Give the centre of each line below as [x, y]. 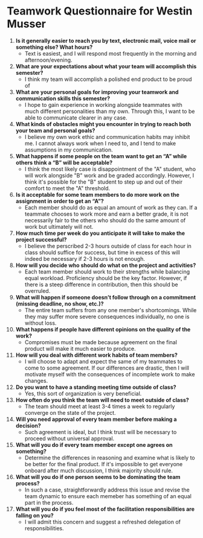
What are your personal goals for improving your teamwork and [97, 92]
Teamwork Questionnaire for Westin [100, 11]
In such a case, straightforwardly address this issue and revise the [107, 490]
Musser [26, 24]
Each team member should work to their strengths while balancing [107, 271]
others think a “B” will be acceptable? [64, 162]
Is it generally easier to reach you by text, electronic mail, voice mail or [106, 40]
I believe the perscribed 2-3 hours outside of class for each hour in [108, 246]
